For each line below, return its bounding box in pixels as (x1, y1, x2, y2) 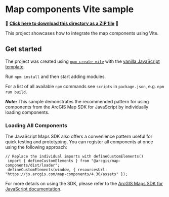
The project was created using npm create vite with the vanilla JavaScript (5, 58, 160, 64)
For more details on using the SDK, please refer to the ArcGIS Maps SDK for (5, 181, 163, 187)
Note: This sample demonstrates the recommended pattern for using (5, 98, 149, 104)
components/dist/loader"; (5, 163, 60, 168)
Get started (5, 45, 42, 54)
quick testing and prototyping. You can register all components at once (5, 139, 153, 145)
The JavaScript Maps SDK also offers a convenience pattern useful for (5, 133, 153, 140)
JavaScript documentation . (5, 186, 62, 192)
